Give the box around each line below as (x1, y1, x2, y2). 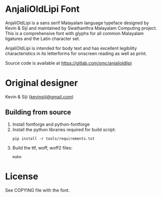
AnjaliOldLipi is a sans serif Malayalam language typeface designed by (5, 20, 149, 26)
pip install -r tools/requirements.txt (12, 136, 95, 141)
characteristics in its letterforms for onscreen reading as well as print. (5, 50, 147, 56)
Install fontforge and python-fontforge (12, 121, 90, 127)
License (5, 171, 39, 182)
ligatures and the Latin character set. (5, 36, 80, 42)
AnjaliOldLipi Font (5, 3, 80, 15)
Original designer (5, 78, 78, 89)
